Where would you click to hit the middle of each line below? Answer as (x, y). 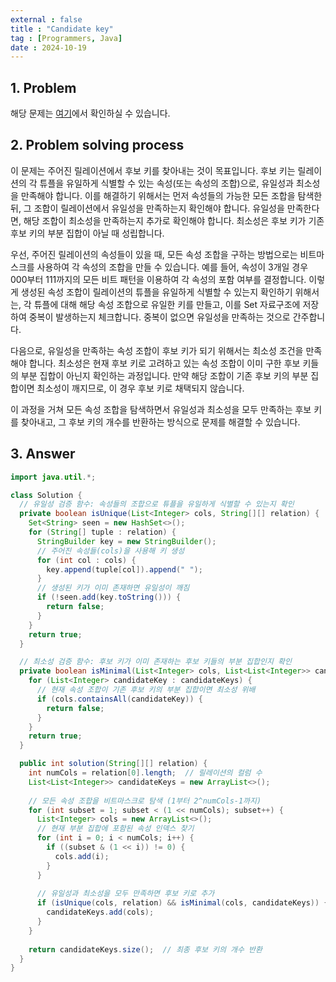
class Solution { (46, 495)
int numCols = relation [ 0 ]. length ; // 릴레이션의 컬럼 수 (145, 773)
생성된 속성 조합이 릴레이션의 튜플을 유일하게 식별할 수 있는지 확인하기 (156, 292)
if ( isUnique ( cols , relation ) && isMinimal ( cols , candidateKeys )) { (182, 903)
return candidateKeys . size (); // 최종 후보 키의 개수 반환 (145, 949)
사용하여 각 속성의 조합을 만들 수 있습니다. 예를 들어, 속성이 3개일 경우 (172, 267)
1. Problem (43, 87)
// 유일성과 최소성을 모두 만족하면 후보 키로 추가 (125, 894)
